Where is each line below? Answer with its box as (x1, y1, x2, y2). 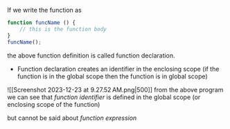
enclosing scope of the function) (7, 100, 100, 108)
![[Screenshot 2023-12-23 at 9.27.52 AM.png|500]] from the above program (7, 85, 224, 94)
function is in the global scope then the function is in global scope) (17, 72, 208, 80)
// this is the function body (19, 26, 107, 33)
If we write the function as (7, 6, 82, 14)
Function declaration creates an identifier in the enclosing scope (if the (17, 64, 220, 73)
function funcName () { (7, 19, 76, 26)
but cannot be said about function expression (7, 114, 137, 122)
